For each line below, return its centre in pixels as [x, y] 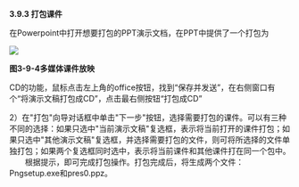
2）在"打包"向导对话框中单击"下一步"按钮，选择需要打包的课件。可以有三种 [148, 118]
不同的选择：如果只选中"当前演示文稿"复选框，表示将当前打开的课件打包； [146, 129]
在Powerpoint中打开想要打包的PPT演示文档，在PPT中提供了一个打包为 [139, 33]
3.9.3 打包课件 [36, 14]
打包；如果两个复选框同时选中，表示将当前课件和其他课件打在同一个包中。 [154, 151]
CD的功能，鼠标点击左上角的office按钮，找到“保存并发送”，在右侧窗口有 [142, 87]
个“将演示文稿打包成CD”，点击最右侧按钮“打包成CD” [106, 98]
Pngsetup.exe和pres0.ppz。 [61, 173]
